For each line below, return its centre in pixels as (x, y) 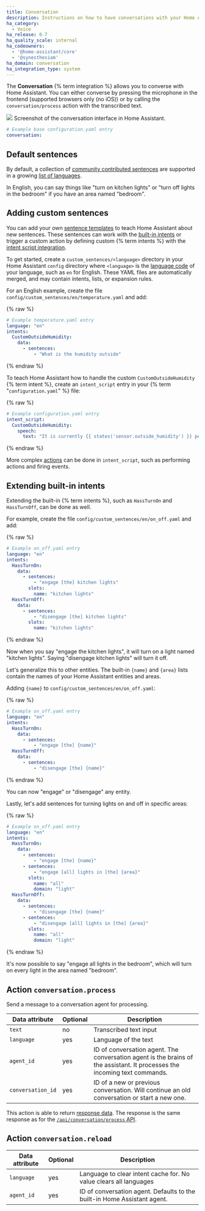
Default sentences (42, 154)
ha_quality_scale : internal (42, 40)
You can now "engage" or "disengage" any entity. (69, 791)
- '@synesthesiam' (35, 57)
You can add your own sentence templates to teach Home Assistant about (99, 228)
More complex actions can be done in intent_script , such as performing (98, 460)
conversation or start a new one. (140, 1098)
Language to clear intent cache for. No (135, 1174)
